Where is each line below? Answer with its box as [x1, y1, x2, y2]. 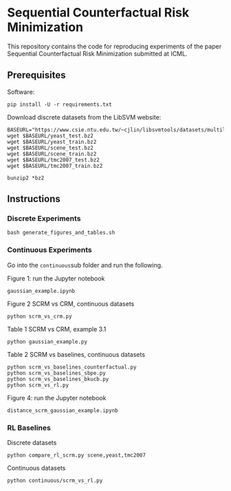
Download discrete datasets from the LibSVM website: [7, 113, 162, 121]
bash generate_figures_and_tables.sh [7, 229, 115, 237]
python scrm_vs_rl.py [7, 382, 69, 389]
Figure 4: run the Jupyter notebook [7, 393, 107, 402]
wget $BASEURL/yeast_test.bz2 [7, 132, 94, 139]
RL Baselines [7, 423, 52, 433]
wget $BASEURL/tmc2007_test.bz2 [7, 156, 100, 163]
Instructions [7, 193, 60, 205]
